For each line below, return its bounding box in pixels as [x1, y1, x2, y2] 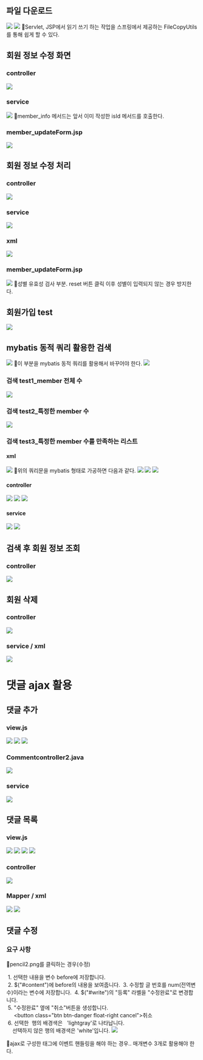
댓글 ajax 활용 [6, 679, 72, 692]
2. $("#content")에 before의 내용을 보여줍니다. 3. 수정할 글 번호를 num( [7, 981, 181, 988]
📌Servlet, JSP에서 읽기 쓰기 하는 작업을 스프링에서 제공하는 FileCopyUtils [21, 23, 198, 30]
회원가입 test [6, 307, 53, 318]
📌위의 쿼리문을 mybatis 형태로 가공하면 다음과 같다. [13, 467, 136, 474]
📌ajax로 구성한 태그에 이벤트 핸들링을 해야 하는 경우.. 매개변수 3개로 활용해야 [6, 1039, 188, 1047]
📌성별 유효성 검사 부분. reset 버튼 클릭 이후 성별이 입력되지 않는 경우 [13, 280, 176, 287]
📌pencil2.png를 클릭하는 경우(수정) [6, 960, 91, 968]
